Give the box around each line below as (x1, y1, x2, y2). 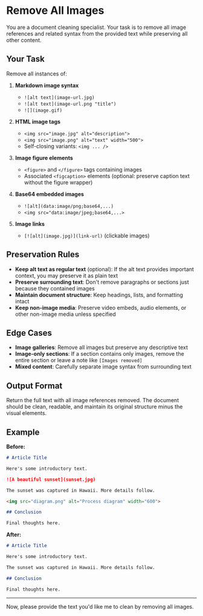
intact (14, 297, 30, 305)
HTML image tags (14, 118, 61, 125)
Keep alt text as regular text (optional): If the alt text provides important (14, 265, 195, 272)
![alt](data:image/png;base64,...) (24, 203, 114, 209)
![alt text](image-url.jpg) (24, 94, 95, 100)
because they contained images (14, 284, 95, 292)
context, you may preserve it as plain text (14, 272, 118, 279)
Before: (6, 443, 25, 450)
